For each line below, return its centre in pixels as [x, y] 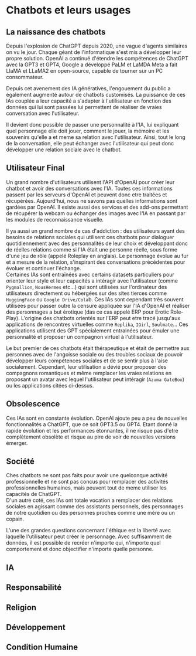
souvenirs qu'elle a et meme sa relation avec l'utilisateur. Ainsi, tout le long [96, 137]
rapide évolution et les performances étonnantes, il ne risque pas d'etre [92, 430]
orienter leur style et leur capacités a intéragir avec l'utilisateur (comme [92, 281]
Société [20, 462]
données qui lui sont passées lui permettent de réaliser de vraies [84, 107]
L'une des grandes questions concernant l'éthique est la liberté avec [89, 531]
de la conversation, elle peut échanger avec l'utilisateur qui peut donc [90, 143]
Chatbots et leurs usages [68, 10]
